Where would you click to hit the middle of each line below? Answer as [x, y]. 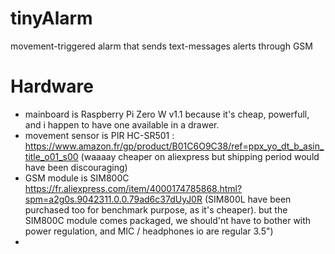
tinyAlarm [51, 18]
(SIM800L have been [248, 199]
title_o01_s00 [51, 156]
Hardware [52, 86]
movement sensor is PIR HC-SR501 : [99, 135]
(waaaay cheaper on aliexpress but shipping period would [200, 156]
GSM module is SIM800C [77, 178]
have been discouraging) [76, 167]
